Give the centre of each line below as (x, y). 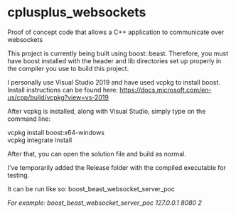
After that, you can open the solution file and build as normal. (97, 154)
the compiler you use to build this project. (68, 68)
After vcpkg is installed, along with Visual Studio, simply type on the (107, 111)
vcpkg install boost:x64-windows (56, 132)
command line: (29, 119)
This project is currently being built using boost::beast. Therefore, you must (118, 53)
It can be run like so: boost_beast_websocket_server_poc (91, 188)
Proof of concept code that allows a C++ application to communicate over (116, 32)
